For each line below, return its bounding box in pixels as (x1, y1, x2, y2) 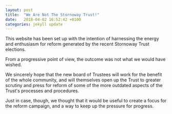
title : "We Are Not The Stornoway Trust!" (5, 12, 100, 17)
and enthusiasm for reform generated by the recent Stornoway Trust (5, 41, 149, 47)
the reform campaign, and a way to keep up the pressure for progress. (5, 103, 154, 109)
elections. (5, 46, 26, 52)
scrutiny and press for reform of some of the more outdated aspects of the (5, 82, 163, 89)
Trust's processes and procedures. (5, 88, 79, 94)
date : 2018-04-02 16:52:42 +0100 (5, 17, 81, 22)
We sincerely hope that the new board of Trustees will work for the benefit (5, 72, 162, 78)
